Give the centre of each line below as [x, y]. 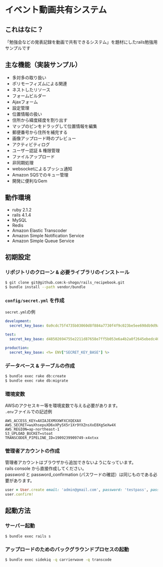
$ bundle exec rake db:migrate [37, 381]
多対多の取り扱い [29, 77]
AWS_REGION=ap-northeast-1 [32, 429]
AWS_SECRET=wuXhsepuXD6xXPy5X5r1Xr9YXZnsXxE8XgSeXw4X [61, 425]
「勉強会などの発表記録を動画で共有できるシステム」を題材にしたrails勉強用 [81, 42]
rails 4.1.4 [22, 215]
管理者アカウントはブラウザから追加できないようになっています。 [71, 462]
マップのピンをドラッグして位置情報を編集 [55, 126]
